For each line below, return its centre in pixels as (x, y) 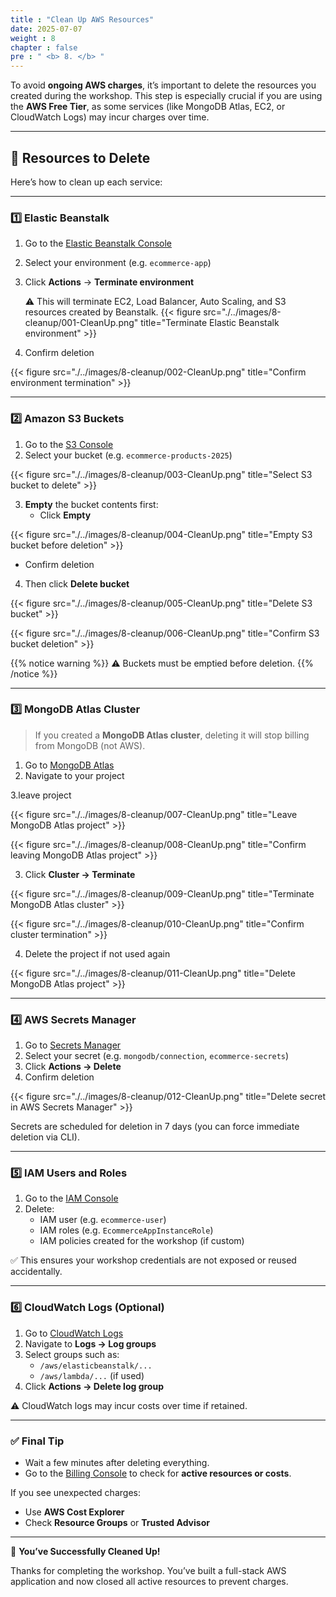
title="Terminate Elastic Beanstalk (210, 323)
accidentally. (36, 1272)
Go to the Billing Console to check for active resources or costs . (158, 1473)
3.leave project (41, 795)
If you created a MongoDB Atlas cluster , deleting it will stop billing (172, 735)
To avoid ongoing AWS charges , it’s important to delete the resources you (163, 85)
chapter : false (44, 47)
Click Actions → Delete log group (94, 1386)
